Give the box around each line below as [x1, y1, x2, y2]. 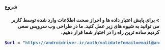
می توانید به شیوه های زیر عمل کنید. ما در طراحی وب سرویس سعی [17, 23, 160, 29]
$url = [4, 40, 21, 46]
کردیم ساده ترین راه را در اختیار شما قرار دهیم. [60, 28, 160, 35]
